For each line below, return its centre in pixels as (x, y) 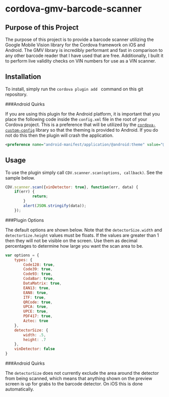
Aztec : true (36, 321)
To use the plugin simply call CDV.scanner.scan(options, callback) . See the (84, 173)
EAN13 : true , (37, 288)
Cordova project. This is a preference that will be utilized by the (71, 125)
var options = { (22, 255)
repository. (16, 94)
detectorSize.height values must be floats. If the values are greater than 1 (82, 235)
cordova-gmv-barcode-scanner (73, 9)
